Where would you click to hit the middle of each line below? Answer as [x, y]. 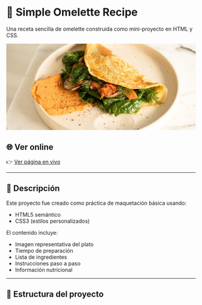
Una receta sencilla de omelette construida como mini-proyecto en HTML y [99, 29]
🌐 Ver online [30, 147]
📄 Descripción [33, 189]
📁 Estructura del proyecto [55, 294]
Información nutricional [44, 270]
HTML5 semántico [38, 214]
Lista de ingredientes [41, 257]
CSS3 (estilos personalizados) [52, 221]
